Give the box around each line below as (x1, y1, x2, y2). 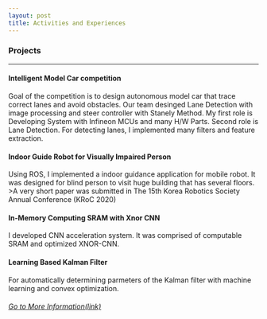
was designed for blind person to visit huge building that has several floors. (8, 178, 255, 188)
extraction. (8, 134, 44, 143)
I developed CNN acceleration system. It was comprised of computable (8, 231, 242, 240)
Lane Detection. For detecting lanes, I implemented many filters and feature (8, 125, 256, 134)
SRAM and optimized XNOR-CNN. (8, 239, 120, 249)
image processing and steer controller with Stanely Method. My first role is (8, 108, 253, 118)
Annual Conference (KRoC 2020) (8, 195, 117, 204)
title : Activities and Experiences (8, 19, 126, 27)
